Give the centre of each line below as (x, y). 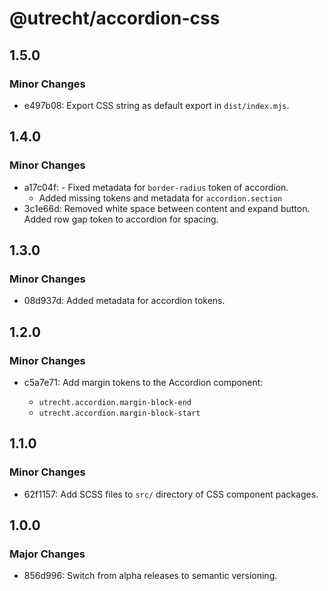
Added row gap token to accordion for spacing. (121, 219)
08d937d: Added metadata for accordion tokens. (124, 301)
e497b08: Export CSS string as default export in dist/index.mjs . (156, 105)
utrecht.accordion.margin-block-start (119, 413)
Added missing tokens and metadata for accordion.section (160, 198)
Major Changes (47, 554)
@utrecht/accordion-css (115, 18)
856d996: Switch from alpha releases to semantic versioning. (150, 576)
